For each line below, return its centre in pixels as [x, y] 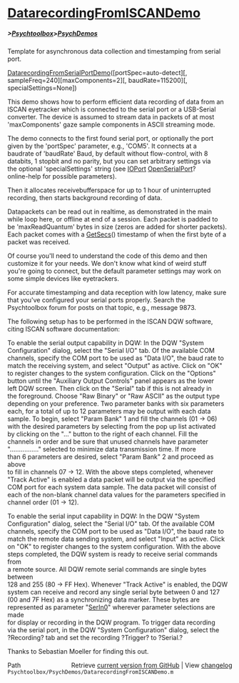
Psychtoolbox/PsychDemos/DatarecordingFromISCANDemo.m [91, 672]
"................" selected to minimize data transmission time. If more [102, 449]
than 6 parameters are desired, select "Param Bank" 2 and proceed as [111, 457]
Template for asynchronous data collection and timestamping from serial [114, 51]
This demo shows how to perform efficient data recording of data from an [116, 102]
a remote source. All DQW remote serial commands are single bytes [107, 569]
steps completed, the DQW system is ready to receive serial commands [112, 554]
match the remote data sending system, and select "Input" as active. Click [116, 539]
